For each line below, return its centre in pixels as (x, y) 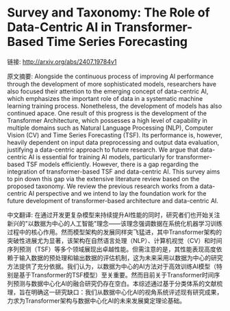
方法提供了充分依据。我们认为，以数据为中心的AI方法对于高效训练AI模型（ (112, 266)
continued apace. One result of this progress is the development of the (107, 113)
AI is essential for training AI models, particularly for (101, 157)
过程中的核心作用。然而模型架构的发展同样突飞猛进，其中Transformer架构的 (115, 232)
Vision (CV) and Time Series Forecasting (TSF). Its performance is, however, (115, 135)
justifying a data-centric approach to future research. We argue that (103, 150)
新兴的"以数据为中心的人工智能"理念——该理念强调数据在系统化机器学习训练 (115, 223)
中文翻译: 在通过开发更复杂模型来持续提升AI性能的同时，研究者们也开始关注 (114, 215)
